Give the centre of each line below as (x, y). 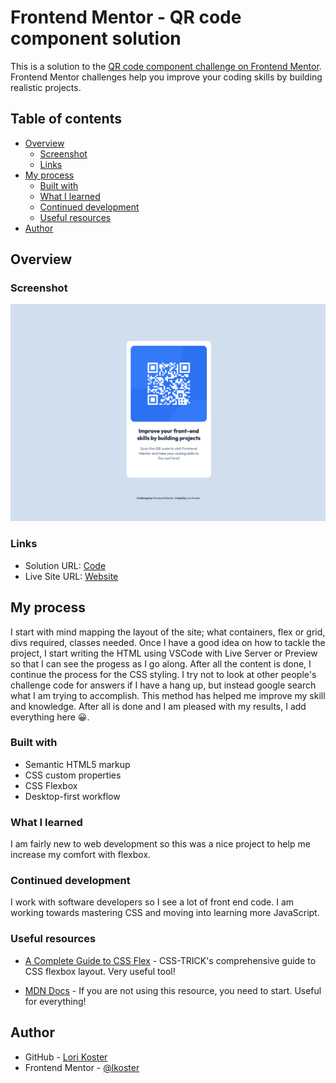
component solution (96, 38)
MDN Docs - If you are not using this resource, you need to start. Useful (173, 990)
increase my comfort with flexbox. (81, 855)
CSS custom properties (73, 775)
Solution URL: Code (65, 565)
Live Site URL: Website (71, 576)
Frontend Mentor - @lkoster (82, 1067)
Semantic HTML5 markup (77, 764)
